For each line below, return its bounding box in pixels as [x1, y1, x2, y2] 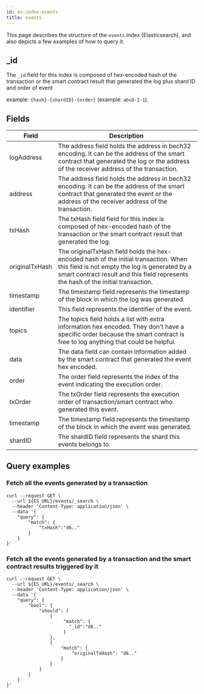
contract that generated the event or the [58, 189, 172, 198]
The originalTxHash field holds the [58, 247, 156, 256]
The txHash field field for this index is [58, 215, 165, 223]
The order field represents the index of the [58, 373, 179, 381]
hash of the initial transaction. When [84, 255, 188, 264]
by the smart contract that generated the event [58, 355, 191, 364]
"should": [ [38, 608, 69, 614]
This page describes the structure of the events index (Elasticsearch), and [6, 31, 191, 38]
